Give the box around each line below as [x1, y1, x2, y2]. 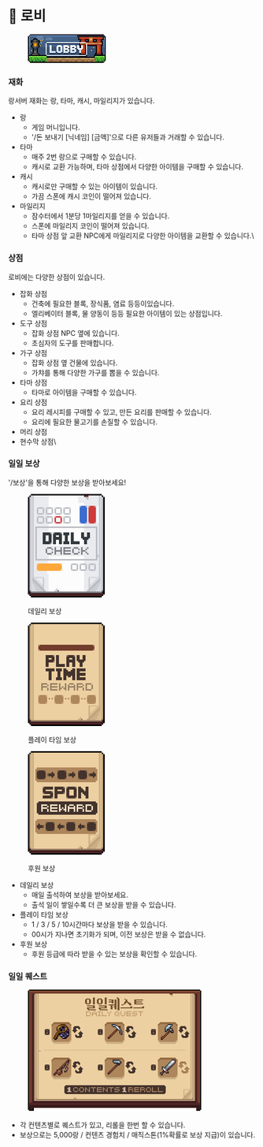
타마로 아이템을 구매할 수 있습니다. [31, 387, 137, 397]
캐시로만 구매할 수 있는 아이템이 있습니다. [31, 182, 158, 192]
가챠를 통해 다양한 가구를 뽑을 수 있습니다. [31, 367, 160, 377]
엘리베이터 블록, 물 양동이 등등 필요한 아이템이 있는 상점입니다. [31, 308, 223, 318]
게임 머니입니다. [31, 123, 80, 132]
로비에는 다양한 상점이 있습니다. [8, 272, 106, 281]
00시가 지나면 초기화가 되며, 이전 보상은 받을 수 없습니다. [31, 929, 206, 939]
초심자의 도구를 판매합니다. [31, 338, 114, 348]
